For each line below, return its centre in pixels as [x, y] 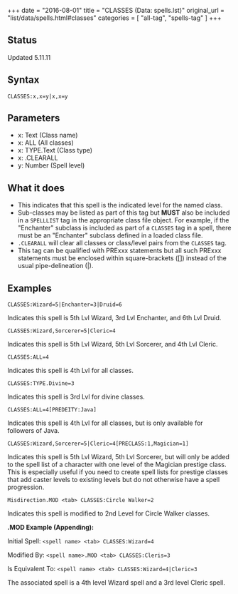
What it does [36, 188]
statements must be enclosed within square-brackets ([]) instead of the [122, 258]
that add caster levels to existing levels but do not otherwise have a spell [114, 480]
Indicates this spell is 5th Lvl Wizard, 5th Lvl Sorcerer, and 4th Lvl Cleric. [113, 344]
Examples [29, 288]
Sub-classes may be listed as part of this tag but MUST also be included [124, 212]
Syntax [23, 80]
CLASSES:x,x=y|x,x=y [38, 96]
